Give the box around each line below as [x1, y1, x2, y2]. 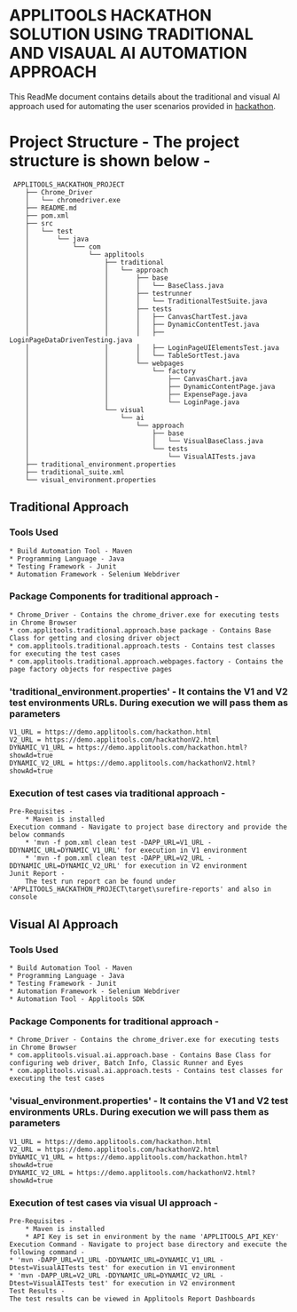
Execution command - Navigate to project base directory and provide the [9, 823, 288, 831]
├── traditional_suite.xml [25, 467, 125, 476]
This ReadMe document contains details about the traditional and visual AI [9, 91, 281, 102]
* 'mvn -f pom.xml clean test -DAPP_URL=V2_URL [25, 854, 204, 863]
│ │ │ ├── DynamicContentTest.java [25, 320, 260, 329]
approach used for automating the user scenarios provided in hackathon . [9, 100, 277, 111]
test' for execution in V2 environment [88, 1279, 237, 1288]
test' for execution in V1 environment [88, 1263, 237, 1273]
